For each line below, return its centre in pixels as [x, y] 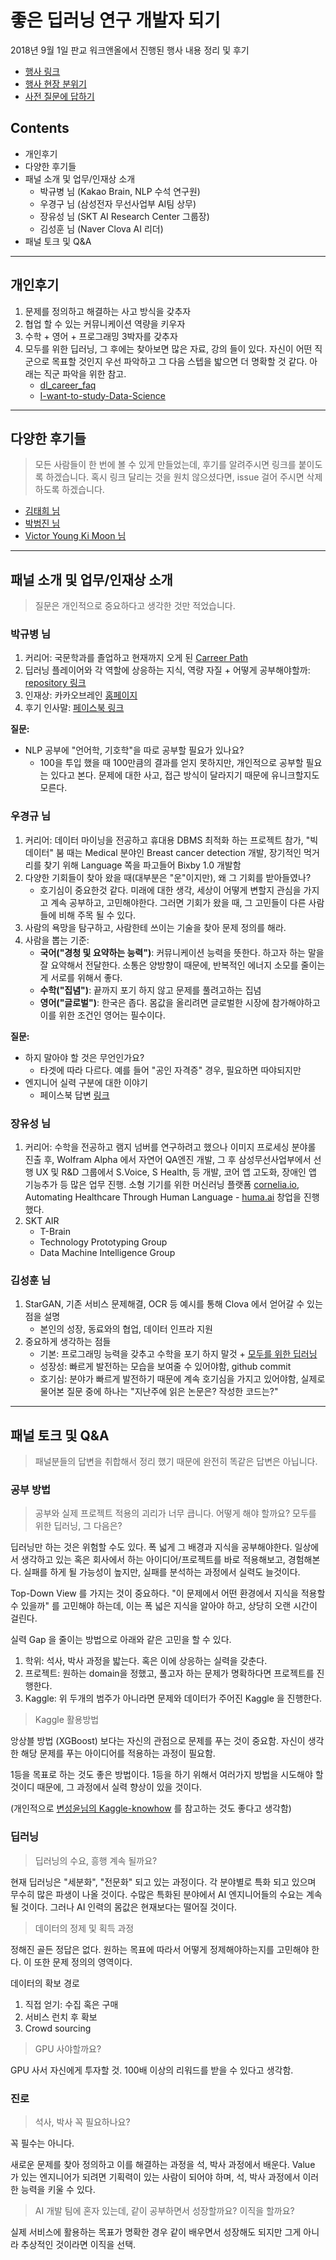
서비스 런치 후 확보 [61, 2017]
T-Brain [55, 1232]
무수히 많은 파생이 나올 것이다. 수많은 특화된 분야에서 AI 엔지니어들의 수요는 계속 [166, 1894]
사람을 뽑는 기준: [57, 940]
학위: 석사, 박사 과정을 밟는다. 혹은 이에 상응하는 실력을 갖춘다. [146, 1661]
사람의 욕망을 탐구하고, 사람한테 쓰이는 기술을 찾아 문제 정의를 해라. [155, 927]
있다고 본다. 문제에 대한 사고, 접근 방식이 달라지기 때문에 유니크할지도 [185, 775]
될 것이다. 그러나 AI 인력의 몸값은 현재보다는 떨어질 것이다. [124, 1907]
